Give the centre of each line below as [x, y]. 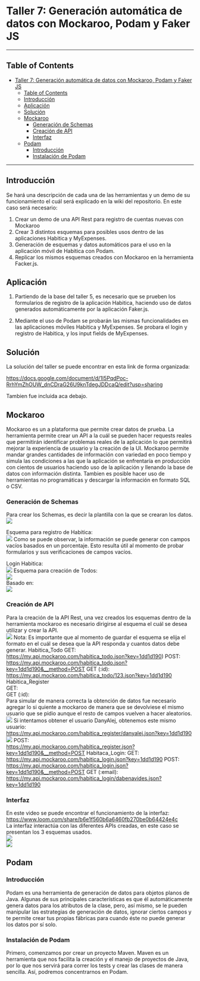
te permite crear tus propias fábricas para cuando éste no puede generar [96, 918]
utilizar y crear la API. [32, 630]
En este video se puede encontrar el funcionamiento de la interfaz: [88, 813]
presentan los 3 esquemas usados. [49, 832]
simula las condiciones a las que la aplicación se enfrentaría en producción [98, 461]
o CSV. [14, 486]
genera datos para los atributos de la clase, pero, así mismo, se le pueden [97, 905]
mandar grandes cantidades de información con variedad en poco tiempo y [99, 454]
